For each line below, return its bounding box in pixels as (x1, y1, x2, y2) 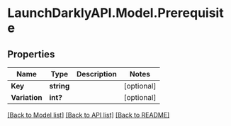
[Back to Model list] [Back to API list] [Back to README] (7, 111, 170, 119)
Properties (7, 48, 55, 60)
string (49, 81, 70, 91)
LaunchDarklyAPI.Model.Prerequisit (7, 5, 225, 21)
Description (77, 69, 117, 79)
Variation (11, 93, 43, 102)
